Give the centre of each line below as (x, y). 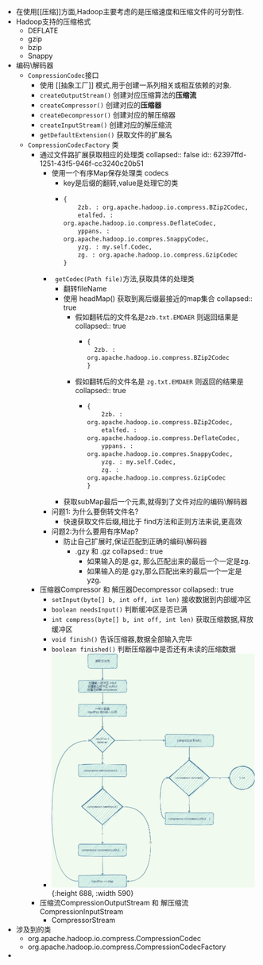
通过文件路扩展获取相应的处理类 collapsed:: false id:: (126, 154)
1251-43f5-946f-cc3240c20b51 (92, 164)
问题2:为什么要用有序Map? (95, 531)
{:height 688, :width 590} (93, 893)
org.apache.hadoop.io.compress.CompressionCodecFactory (127, 947)
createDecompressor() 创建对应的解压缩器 (108, 115)
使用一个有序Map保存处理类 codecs (110, 173)
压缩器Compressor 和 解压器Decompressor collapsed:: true (137, 589)
